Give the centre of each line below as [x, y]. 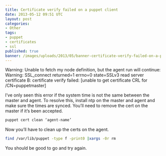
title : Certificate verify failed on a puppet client [62, 10]
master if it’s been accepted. [34, 111]
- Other [13, 28]
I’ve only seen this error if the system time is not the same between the [77, 95]
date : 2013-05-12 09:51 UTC [34, 14]
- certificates [21, 42]
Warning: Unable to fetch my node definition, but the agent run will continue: [83, 70]
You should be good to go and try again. [46, 148]
